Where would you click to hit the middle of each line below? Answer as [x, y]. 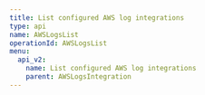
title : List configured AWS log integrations [97, 18]
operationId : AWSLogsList [58, 43]
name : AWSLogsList [44, 34]
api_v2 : [32, 60]
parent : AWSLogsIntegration [78, 77]
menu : [20, 52]
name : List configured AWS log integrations [111, 69]
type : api [28, 26]
